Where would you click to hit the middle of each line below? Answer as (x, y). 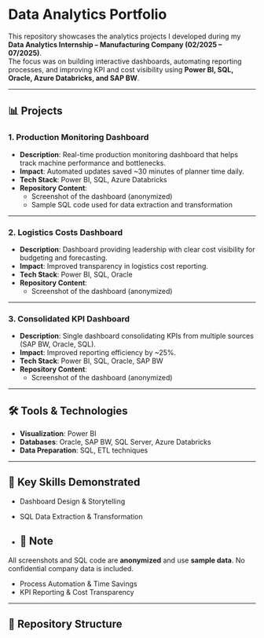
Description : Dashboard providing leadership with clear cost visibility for (137, 249)
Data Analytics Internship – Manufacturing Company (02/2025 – (115, 44)
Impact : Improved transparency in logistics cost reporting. (114, 266)
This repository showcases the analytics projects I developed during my (125, 36)
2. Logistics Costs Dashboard (66, 232)
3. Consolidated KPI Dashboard (69, 318)
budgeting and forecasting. (63, 258)
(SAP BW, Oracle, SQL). (58, 344)
